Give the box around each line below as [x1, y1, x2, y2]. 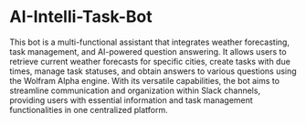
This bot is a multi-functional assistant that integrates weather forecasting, [9, 36, 290, 47]
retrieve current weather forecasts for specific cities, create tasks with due [9, 56, 290, 67]
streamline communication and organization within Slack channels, [9, 85, 261, 96]
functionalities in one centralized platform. [9, 104, 168, 115]
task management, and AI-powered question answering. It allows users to [9, 46, 287, 57]
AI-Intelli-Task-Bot [9, 6, 153, 27]
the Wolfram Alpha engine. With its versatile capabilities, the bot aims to [9, 75, 280, 86]
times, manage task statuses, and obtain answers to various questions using [9, 66, 297, 77]
